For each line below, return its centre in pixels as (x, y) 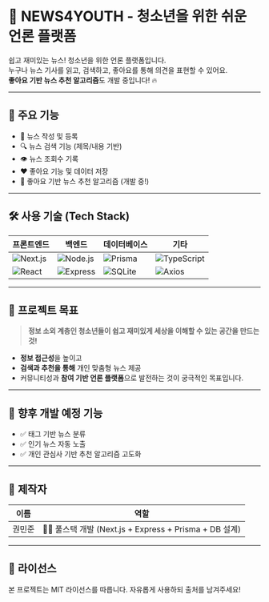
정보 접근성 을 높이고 (51, 358)
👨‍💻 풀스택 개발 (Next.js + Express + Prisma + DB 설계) (142, 529)
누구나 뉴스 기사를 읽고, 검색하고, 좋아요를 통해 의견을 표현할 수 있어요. (118, 70)
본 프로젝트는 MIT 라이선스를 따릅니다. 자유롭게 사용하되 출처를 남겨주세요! (125, 589)
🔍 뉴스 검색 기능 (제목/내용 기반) (71, 146)
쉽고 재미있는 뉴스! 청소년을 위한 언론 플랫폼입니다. (87, 60)
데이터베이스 (125, 244)
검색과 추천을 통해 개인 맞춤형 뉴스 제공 (80, 368)
